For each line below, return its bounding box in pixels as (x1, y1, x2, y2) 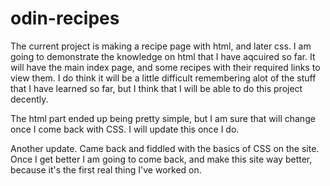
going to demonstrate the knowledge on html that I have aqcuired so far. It (10, 50, 316, 62)
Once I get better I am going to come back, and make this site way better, (10, 153, 313, 165)
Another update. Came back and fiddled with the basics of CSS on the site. (10, 142, 320, 154)
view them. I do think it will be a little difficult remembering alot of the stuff (10, 72, 317, 84)
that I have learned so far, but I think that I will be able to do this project (10, 82, 303, 94)
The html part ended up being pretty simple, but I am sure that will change (10, 112, 316, 124)
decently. (10, 93, 49, 105)
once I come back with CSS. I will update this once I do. (10, 123, 240, 135)
